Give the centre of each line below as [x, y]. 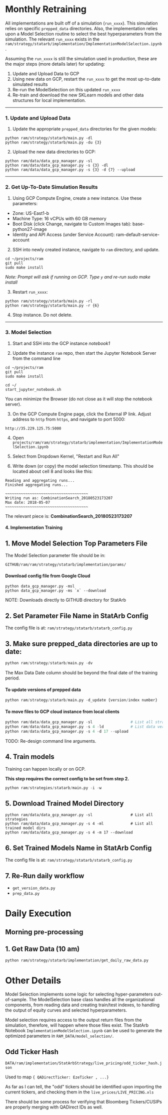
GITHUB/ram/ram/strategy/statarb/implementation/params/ [66, 565]
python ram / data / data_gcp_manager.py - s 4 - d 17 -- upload [67, 731]
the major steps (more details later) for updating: [55, 64]
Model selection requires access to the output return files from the [73, 1020]
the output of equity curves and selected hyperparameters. [66, 1010]
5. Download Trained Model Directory [64, 803]
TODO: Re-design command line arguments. [51, 741]
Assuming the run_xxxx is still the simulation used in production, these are [81, 58]
